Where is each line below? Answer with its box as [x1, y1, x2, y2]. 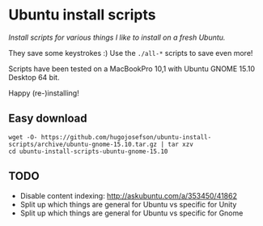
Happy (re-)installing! [8, 87, 79, 98]
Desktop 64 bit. [8, 72, 60, 82]
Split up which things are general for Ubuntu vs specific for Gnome [19, 208, 244, 218]
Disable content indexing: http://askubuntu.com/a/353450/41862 [19, 190, 237, 200]
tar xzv [167, 140, 194, 148]
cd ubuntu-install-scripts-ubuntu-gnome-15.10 [8, 147, 168, 156]
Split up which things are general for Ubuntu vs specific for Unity [19, 199, 237, 209]
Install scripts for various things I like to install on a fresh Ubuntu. [8, 32, 226, 42]
